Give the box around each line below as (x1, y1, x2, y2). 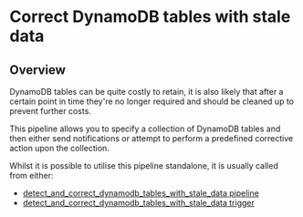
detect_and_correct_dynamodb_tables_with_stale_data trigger (22, 198, 256, 208)
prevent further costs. (9, 106, 91, 116)
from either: (9, 170, 54, 181)
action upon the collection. (9, 143, 110, 153)
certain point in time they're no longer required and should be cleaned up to (9, 96, 295, 107)
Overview (9, 62, 67, 77)
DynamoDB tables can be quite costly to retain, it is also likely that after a (9, 87, 284, 97)
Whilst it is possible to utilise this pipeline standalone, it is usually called (9, 160, 278, 170)
